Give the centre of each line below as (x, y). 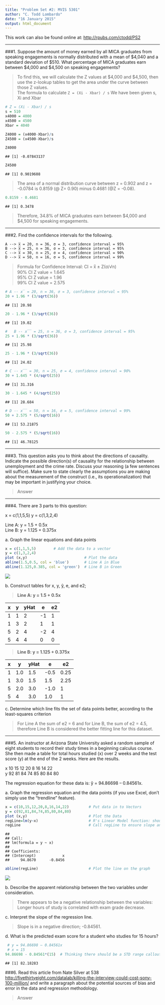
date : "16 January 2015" (30, 19)
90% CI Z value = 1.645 (41, 272)
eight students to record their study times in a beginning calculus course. (79, 748)
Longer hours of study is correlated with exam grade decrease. (81, 908)
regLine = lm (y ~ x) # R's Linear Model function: (78, 821)
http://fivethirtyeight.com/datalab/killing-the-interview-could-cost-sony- (79, 977)
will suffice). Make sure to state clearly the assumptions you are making (78, 471)
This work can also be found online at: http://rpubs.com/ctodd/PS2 (73, 38)
